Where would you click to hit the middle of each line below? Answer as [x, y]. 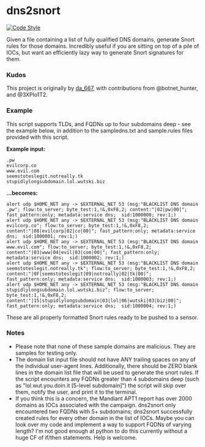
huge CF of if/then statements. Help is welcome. [76, 437]
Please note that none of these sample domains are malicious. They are [105, 346]
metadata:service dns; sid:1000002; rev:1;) [65, 258]
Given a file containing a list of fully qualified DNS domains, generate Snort [100, 39]
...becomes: [22, 193]
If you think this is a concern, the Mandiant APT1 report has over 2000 [104, 398]
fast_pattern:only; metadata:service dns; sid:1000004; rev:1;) [91, 306]
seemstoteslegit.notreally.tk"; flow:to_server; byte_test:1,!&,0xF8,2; [101, 268]
